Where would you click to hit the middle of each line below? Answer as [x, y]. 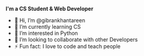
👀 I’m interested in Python [46, 33]
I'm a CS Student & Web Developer [49, 9]
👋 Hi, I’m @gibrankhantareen [49, 20]
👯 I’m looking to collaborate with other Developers [76, 39]
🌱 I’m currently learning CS [48, 27]
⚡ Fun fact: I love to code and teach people [67, 46]
